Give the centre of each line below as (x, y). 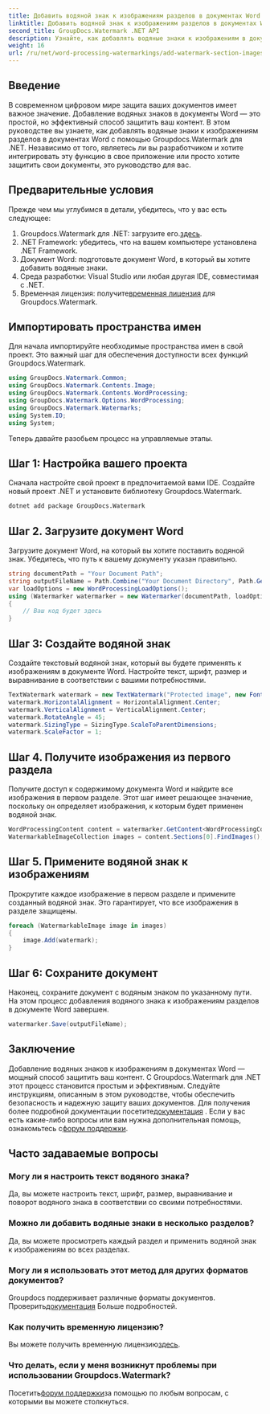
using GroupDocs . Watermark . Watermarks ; (75, 408)
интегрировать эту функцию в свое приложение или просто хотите (124, 156)
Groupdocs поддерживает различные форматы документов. (112, 1298)
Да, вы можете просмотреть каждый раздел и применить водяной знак (133, 1240)
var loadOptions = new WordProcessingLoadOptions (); (98, 588)
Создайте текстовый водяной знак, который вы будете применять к (125, 663)
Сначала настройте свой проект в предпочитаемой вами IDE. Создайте (132, 483)
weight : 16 (27, 46)
